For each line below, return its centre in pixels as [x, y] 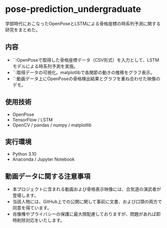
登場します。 [25, 196]
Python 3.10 [24, 154]
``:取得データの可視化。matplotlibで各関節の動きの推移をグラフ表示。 [83, 72]
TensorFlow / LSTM [33, 119]
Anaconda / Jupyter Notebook [43, 159]
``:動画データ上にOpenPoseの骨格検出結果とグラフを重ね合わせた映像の [86, 79]
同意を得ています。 [32, 208]
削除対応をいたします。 [41, 221]
